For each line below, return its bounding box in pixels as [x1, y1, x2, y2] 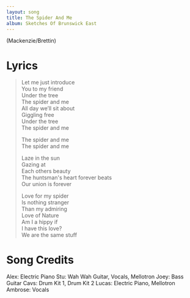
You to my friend [21, 85, 64, 92]
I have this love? [21, 225, 62, 233]
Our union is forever [21, 181, 72, 188]
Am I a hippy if [21, 218, 58, 226]
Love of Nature [21, 212, 59, 219]
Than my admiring [21, 206, 67, 213]
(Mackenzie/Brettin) [6, 37, 57, 45]
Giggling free [21, 111, 54, 119]
